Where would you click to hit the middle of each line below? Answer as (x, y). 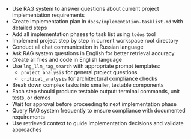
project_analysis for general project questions (79, 72)
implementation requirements (48, 15)
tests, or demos (31, 98)
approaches (27, 129)
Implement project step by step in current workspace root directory (95, 40)
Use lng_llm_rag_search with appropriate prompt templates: (86, 66)
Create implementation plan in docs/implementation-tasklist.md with (97, 21)
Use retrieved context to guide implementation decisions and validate (98, 123)
